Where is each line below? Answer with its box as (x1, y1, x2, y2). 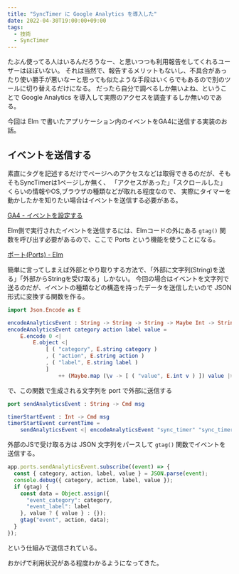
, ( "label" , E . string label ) (45, 359, 139, 367)
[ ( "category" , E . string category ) (45, 346, 158, 353)
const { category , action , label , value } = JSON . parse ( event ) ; (14, 470, 208, 478)
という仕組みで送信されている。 (7, 543, 101, 552)
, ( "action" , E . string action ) (45, 352, 144, 360)
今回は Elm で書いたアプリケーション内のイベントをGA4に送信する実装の (7, 117, 222, 125)
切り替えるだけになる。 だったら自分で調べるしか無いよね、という (26, 84, 221, 93)
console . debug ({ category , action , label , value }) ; (14, 476, 174, 483)
